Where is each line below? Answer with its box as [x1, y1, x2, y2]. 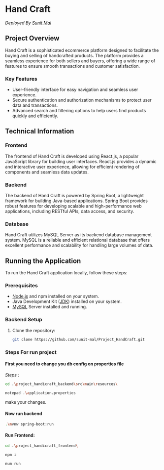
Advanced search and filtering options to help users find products [12, 108, 146, 114]
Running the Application [5, 256, 81, 265]
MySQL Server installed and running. [12, 304, 87, 310]
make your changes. [5, 399, 47, 405]
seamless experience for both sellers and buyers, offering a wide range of [5, 58, 156, 64]
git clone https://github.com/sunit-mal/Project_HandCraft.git [12, 337, 145, 342]
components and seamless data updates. [5, 169, 89, 175]
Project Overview [5, 34, 60, 43]
